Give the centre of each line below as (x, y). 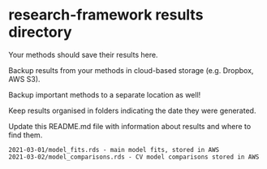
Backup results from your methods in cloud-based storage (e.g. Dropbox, (131, 70)
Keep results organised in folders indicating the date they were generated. (132, 110)
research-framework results (106, 15)
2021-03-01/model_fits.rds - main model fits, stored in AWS (114, 149)
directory (40, 32)
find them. (26, 135)
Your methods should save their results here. (83, 54)
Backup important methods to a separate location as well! (105, 94)
